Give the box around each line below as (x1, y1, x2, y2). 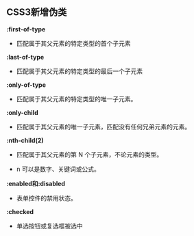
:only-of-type (6, 81, 46, 89)
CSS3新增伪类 (6, 6, 67, 18)
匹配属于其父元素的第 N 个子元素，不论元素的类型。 (16, 150, 163, 159)
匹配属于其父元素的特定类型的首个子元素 (16, 39, 131, 47)
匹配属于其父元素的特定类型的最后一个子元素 (16, 67, 143, 75)
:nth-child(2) (6, 136, 44, 144)
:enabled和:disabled (6, 179, 66, 187)
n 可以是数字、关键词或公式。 (16, 165, 101, 173)
